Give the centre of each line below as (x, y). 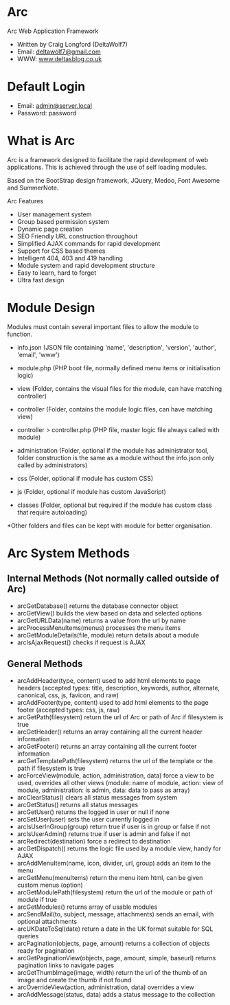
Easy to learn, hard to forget (57, 273)
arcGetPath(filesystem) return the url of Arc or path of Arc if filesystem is (120, 717)
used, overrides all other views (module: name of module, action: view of (120, 782)
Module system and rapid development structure (86, 265)
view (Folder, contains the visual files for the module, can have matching (119, 388)
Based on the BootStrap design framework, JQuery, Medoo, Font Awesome (114, 180)
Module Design (51, 308)
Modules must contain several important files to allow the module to (103, 326)
